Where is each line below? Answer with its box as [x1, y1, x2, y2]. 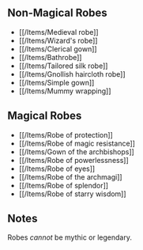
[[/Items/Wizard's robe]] [18, 36, 98, 45]
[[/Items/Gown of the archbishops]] [18, 146, 135, 157]
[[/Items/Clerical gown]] [18, 44, 97, 54]
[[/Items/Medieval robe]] [18, 27, 100, 36]
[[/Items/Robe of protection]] [18, 130, 114, 139]
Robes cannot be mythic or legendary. [7, 233, 132, 242]
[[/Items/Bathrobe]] [18, 52, 82, 62]
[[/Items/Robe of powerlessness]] [18, 155, 130, 165]
